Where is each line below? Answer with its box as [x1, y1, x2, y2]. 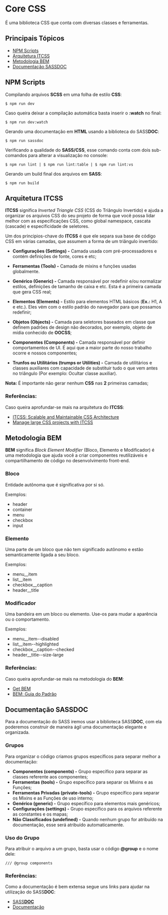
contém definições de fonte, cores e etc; [12, 253, 97, 259]
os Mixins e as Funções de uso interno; [12, 795, 94, 801]
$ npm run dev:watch [5, 119, 49, 124]
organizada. [5, 729, 30, 735]
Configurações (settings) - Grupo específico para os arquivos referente [12, 806, 162, 812]
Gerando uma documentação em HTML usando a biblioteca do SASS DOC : [5, 128, 159, 135]
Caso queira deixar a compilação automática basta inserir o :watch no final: [5, 110, 162, 116]
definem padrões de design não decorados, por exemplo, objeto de [12, 324, 152, 330]
